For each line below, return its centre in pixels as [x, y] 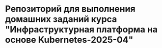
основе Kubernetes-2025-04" [69, 40]
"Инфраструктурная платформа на [81, 30]
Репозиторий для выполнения [70, 9]
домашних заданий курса [61, 19]
